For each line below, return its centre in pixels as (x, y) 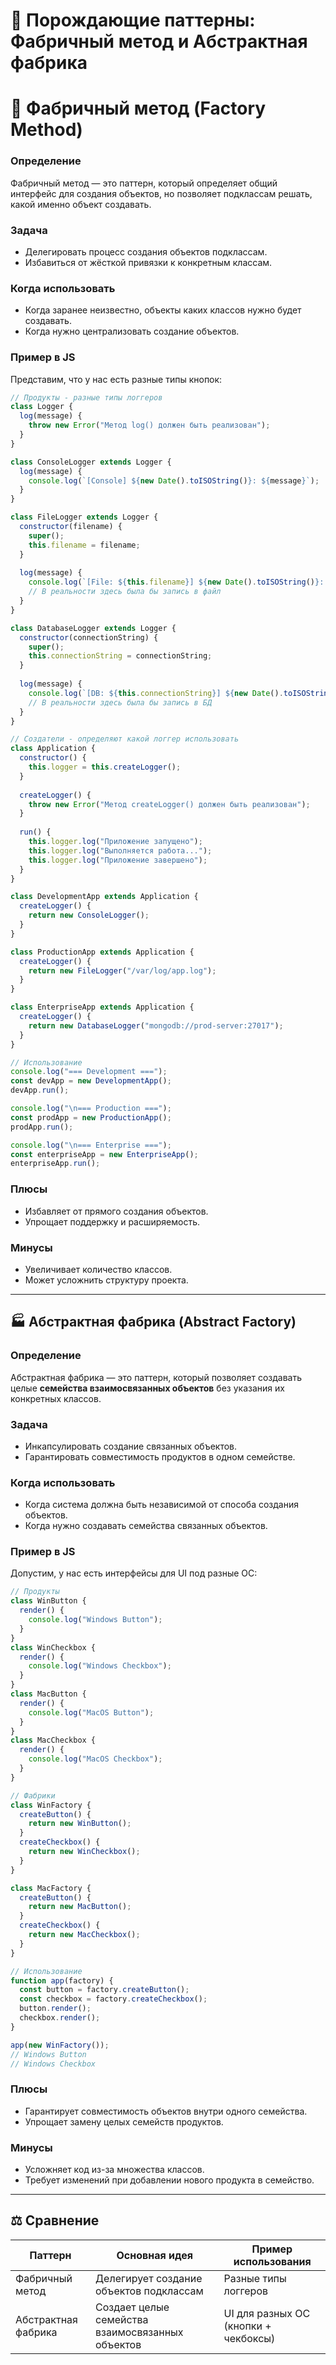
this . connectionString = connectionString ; (120, 656)
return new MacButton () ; (80, 1907)
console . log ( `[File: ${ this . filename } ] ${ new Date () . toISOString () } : (176, 582)
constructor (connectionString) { (89, 637)
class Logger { (42, 407)
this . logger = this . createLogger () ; (105, 767)
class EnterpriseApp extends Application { (102, 1007)
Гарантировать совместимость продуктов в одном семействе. (160, 1456)
